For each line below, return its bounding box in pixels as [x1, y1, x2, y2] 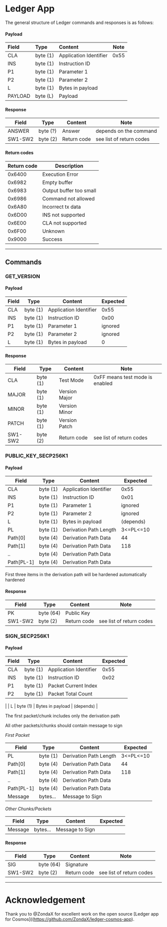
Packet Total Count [48, 690, 93, 697]
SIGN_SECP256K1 [5, 632, 50, 639]
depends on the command [95, 128, 158, 135]
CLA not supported [42, 219, 87, 226]
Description [55, 162, 83, 169]
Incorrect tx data [42, 203, 81, 210]
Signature [65, 861, 88, 868]
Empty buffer [42, 179, 73, 186]
